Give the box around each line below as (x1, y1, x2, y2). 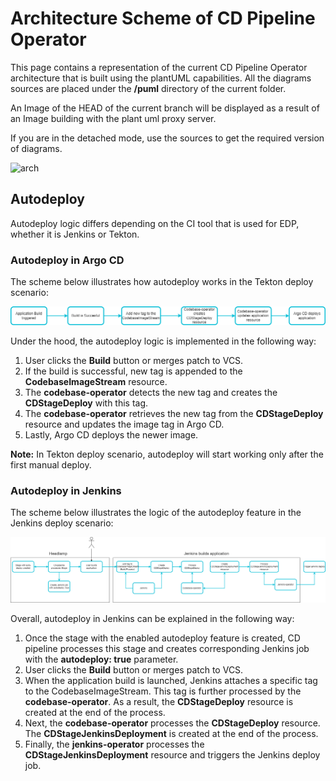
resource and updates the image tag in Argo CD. (24, 418, 225, 431)
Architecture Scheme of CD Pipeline (10, 7, 316, 30)
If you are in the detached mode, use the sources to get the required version (10, 132, 325, 144)
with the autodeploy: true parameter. (24, 653, 179, 666)
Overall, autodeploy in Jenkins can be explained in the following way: (10, 613, 295, 625)
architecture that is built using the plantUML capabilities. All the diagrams (10, 72, 312, 84)
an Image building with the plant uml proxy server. (10, 112, 217, 124)
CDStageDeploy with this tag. (24, 397, 149, 409)
